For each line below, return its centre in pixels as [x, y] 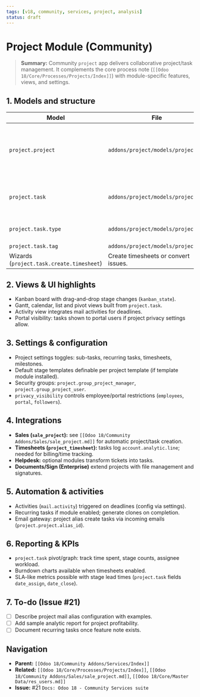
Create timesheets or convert [149, 256]
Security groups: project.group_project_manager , [75, 383]
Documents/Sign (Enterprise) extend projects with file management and [104, 466]
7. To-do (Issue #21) [43, 602]
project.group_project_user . [50, 389]
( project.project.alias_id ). [49, 525]
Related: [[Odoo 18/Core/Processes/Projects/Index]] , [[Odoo [90, 670]
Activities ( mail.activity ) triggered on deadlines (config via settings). [100, 506]
